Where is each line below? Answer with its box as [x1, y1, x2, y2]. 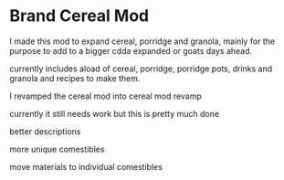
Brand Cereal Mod [9, 5, 149, 26]
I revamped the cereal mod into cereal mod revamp [9, 90, 203, 101]
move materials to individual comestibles [9, 161, 163, 172]
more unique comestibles [9, 143, 105, 154]
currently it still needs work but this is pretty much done [9, 108, 220, 119]
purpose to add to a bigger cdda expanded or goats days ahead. [9, 45, 253, 56]
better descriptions [9, 125, 81, 137]
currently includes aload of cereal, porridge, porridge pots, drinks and [9, 63, 273, 74]
